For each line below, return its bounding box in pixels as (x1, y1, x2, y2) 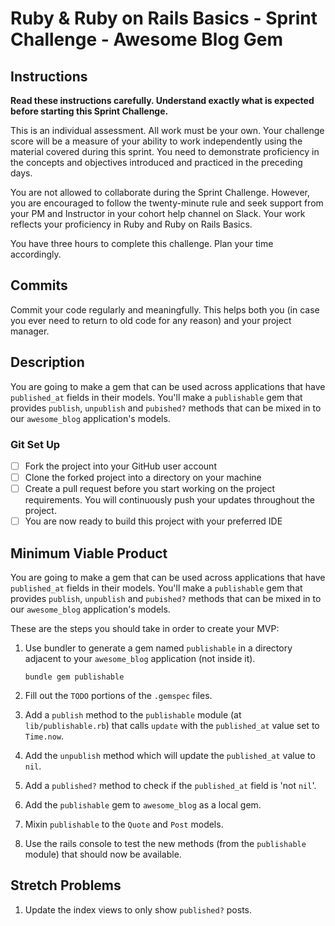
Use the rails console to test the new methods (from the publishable (24, 837, 307, 849)
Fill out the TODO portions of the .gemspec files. (24, 689, 213, 701)
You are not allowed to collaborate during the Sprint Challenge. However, (10, 187, 311, 198)
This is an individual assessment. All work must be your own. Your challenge (10, 125, 325, 136)
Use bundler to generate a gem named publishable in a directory (24, 642, 293, 654)
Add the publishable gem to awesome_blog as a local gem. (24, 798, 262, 811)
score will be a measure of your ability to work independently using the (10, 135, 303, 147)
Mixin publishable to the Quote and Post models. (24, 818, 224, 830)
